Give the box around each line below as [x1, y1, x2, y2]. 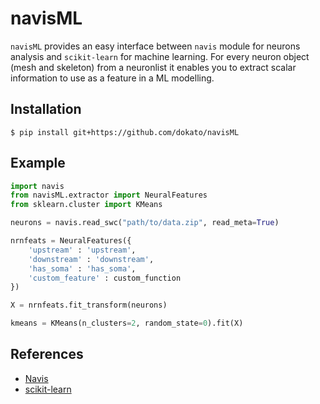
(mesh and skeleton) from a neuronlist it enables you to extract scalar [10, 61, 297, 73]
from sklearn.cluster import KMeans [10, 200, 163, 210]
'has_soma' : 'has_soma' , [28, 263, 137, 274]
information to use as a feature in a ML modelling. [10, 72, 215, 84]
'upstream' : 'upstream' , [28, 245, 137, 255]
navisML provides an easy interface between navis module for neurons [10, 40, 301, 52]
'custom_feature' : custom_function [28, 273, 182, 283]
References [10, 346, 84, 363]
